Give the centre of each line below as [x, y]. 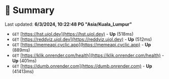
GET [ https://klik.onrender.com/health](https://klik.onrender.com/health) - [88, 55]
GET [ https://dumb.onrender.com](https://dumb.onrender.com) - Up [82, 66]
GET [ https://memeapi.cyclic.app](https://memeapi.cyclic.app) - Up [81, 44]
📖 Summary [30, 10]
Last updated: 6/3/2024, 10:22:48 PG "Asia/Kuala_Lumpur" [68, 24]
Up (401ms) [24, 60]
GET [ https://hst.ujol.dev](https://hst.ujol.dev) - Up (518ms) [73, 34]
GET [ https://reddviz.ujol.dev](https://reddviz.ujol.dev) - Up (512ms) [82, 39]
